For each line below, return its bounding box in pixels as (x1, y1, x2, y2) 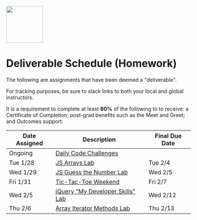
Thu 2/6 (9, 204, 32, 212)
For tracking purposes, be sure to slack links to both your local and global (6, 88, 184, 95)
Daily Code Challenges (55, 149, 118, 157)
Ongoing (9, 149, 33, 157)
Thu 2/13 (148, 204, 175, 212)
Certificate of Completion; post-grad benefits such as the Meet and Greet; (6, 111, 185, 118)
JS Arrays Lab (55, 158, 95, 166)
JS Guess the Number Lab (55, 168, 128, 176)
